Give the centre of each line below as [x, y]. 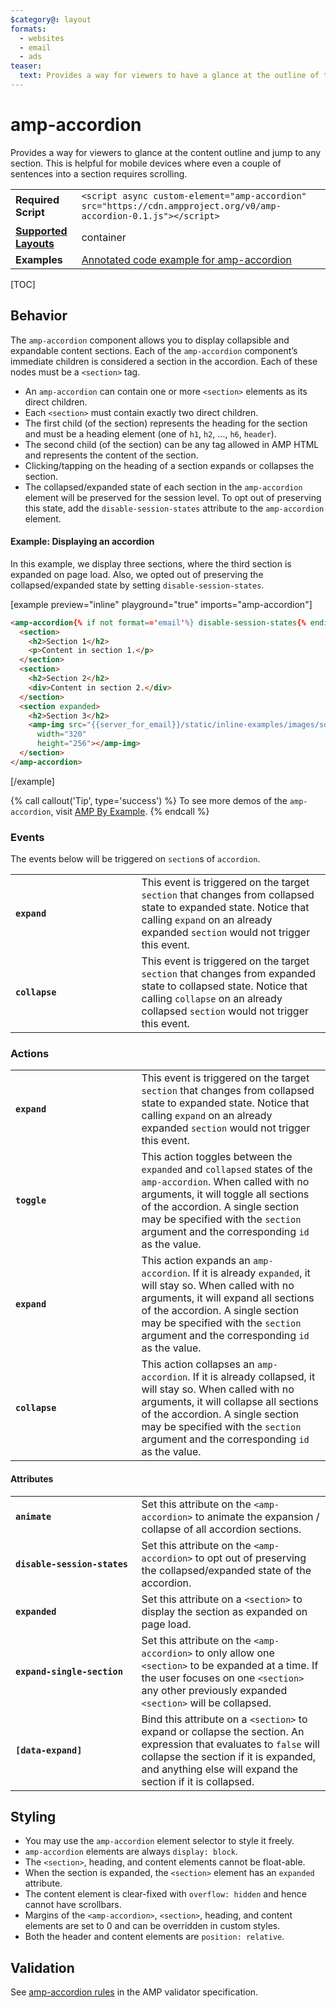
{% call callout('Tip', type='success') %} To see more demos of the [149, 800]
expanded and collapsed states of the [227, 1169]
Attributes [32, 1479]
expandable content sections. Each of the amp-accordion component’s [154, 350]
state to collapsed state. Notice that [224, 986]
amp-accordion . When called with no [225, 1182]
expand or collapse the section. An [223, 1731]
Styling [33, 1817]
